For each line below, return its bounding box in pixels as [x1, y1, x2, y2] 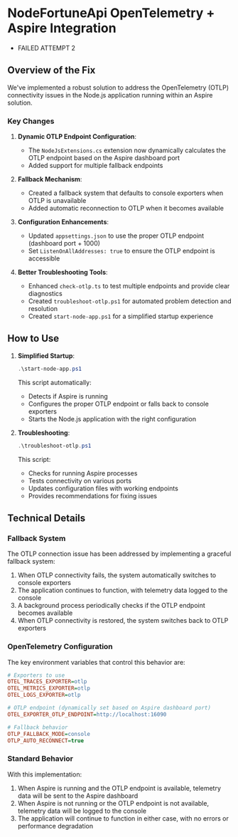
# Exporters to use [7, 671, 65, 679]
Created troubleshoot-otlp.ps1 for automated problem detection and [28, 297, 232, 305]
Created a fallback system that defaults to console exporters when [28, 189, 224, 197]
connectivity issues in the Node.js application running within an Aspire [7, 90, 213, 99]
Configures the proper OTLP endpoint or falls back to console [28, 399, 210, 408]
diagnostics [28, 290, 63, 298]
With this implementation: [7, 770, 82, 779]
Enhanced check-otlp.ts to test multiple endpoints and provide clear [28, 282, 230, 290]
